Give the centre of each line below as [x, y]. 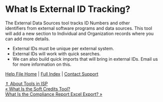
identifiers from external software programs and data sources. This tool [79, 28]
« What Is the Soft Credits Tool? [38, 89]
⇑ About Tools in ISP [26, 84]
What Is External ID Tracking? [68, 9]
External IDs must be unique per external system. [63, 48]
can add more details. [27, 39]
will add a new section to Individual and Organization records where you [79, 33]
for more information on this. [42, 64]
